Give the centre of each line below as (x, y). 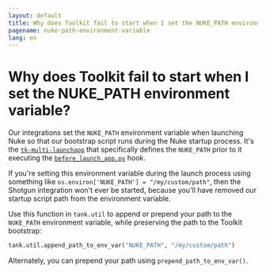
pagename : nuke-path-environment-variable (79, 30)
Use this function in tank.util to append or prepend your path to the (120, 214)
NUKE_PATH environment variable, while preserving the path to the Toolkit (125, 222)
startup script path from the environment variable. (90, 198)
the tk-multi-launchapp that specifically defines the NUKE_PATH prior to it (125, 150)
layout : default (35, 15)
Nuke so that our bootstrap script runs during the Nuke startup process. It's (131, 141)
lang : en (23, 38)
